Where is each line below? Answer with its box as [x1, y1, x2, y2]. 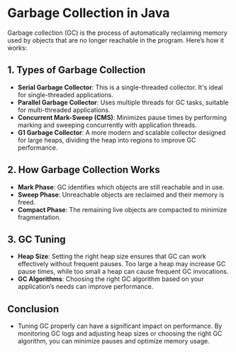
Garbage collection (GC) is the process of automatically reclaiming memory [7, 28, 228, 37]
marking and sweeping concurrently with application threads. [17, 121, 197, 129]
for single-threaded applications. [17, 90, 113, 99]
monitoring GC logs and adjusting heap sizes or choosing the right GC [17, 329, 223, 338]
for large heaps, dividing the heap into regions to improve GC [17, 136, 196, 144]
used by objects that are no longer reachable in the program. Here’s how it [7, 35, 225, 44]
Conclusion [7, 303, 60, 315]
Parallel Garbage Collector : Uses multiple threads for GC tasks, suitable [17, 98, 229, 106]
